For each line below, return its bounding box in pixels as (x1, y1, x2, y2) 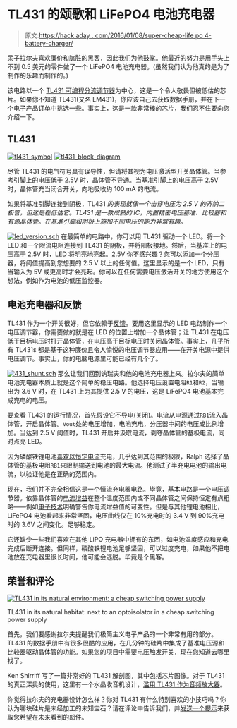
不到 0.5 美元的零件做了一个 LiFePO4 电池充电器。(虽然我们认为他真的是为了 (7, 62, 230, 71)
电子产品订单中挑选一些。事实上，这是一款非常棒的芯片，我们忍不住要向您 (13, 104, 230, 112)
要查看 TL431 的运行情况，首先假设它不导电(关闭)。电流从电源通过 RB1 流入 (7, 411, 222, 419)
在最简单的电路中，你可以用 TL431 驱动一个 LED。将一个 (61, 232, 226, 241)
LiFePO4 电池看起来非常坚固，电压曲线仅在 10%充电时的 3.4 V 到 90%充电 (7, 511, 225, 519)
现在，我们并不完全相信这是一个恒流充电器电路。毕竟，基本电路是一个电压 (7, 485, 224, 493)
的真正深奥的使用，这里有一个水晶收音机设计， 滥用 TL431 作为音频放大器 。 (7, 680, 227, 688)
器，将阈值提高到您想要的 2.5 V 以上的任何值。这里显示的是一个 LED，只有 (7, 258, 225, 267)
